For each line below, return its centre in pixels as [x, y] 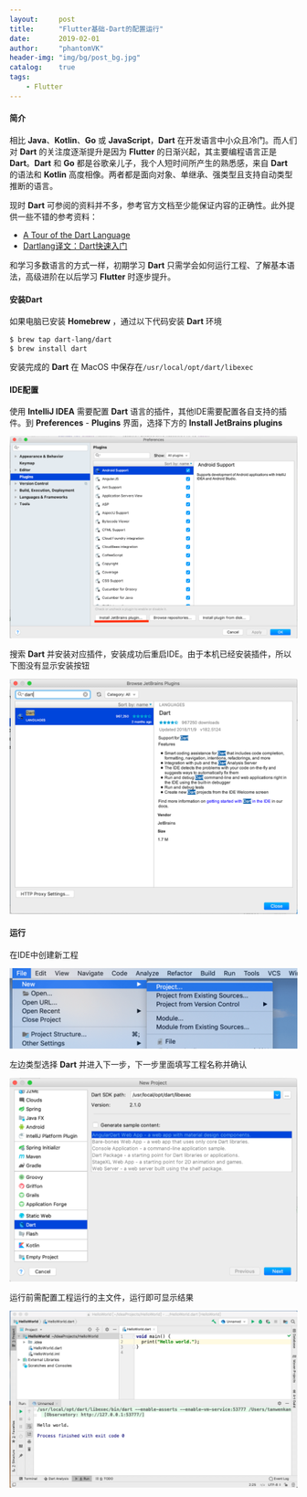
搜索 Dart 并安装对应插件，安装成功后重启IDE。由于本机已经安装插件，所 [147, 654]
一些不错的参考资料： [57, 216]
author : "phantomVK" [57, 48]
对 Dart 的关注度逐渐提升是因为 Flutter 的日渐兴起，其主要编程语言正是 [143, 152]
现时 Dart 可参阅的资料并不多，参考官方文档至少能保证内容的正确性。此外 [148, 205]
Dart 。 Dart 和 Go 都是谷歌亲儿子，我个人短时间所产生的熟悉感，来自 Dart [148, 163]
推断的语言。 [33, 185]
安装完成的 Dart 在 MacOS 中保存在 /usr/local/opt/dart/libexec [132, 367]
